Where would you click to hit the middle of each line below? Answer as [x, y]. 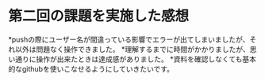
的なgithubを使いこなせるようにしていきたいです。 [91, 68]
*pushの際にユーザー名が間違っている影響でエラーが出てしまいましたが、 [129, 39]
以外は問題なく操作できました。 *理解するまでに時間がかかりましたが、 [132, 49]
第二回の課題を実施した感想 [99, 16]
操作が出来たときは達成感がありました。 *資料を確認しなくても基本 [146, 59]
